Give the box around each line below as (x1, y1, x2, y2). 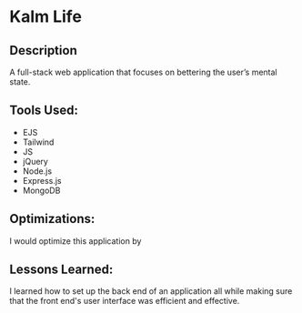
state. (9, 76, 31, 87)
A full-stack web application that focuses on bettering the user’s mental (9, 66, 277, 77)
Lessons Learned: (9, 262, 114, 278)
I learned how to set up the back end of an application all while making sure (9, 286, 293, 297)
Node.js (22, 166, 53, 177)
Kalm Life (9, 6, 82, 27)
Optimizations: (9, 211, 96, 227)
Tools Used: (9, 103, 79, 118)
